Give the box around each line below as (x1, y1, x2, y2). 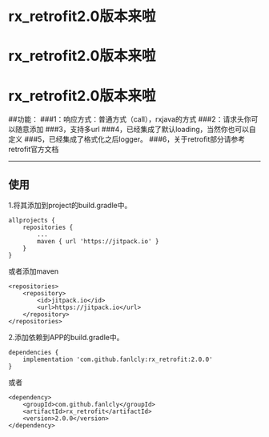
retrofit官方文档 (8, 145, 59, 154)
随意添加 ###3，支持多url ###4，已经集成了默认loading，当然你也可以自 (14, 125, 256, 134)
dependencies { (8, 349, 59, 357)
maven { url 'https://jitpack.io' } (37, 238, 159, 246)
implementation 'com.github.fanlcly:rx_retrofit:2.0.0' (22, 355, 214, 364)
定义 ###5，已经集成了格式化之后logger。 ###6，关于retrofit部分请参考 (8, 134, 246, 144)
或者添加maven (8, 267, 58, 276)
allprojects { (8, 217, 56, 225)
